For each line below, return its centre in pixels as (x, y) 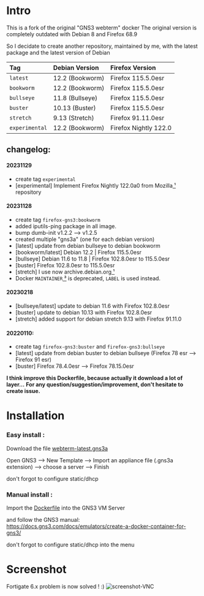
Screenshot (36, 569)
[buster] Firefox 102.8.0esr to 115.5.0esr (65, 265)
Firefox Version (133, 67)
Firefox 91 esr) (33, 360)
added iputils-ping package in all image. (66, 226)
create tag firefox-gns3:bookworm (58, 220)
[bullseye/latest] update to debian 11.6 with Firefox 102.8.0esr (92, 306)
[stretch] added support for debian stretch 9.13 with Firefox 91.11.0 (98, 319)
